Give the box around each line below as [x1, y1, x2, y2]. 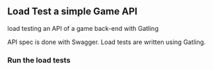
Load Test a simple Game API [7, 6, 138, 17]
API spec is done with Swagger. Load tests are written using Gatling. [7, 38, 206, 46]
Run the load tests [7, 55, 71, 65]
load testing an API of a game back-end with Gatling [7, 24, 159, 32]
